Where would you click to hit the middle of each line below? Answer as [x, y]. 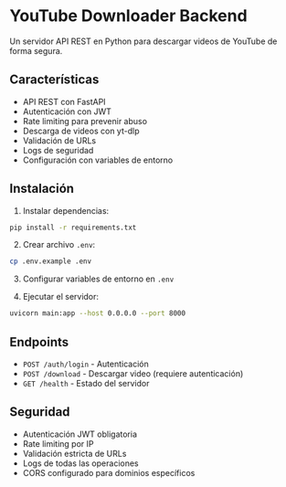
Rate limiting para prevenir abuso [85, 121]
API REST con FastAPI [64, 101]
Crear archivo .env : [59, 245]
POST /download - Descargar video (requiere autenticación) [133, 374]
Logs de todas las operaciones [80, 463]
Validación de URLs [59, 140]
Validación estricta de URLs [74, 453]
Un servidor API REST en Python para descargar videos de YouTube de [143, 41]
